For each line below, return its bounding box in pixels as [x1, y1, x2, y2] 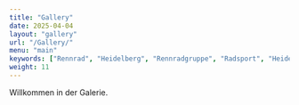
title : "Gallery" [9, 12, 74, 22]
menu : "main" [9, 46, 58, 55]
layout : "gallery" [9, 29, 77, 38]
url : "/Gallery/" [9, 37, 74, 47]
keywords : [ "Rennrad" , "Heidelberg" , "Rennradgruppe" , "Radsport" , [9, 54, 265, 63]
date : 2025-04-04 [9, 21, 74, 30]
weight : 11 [9, 63, 50, 72]
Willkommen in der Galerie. [9, 86, 109, 98]
